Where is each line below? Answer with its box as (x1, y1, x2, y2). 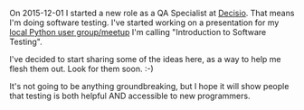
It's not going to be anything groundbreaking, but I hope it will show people (9, 81, 290, 91)
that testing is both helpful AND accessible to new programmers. (9, 90, 251, 101)
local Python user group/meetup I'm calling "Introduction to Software (9, 27, 267, 37)
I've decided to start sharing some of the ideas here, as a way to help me (9, 54, 281, 64)
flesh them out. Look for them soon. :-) (9, 63, 154, 74)
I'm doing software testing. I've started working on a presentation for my (9, 17, 280, 28)
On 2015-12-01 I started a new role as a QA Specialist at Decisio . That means (9, 8, 295, 18)
